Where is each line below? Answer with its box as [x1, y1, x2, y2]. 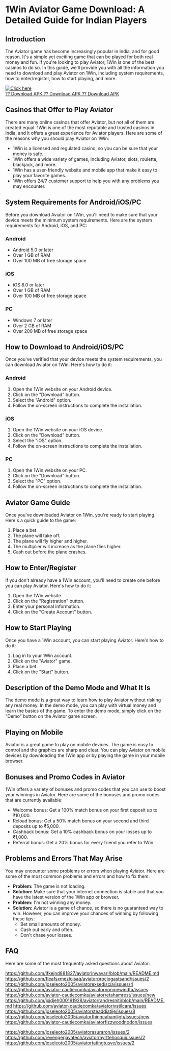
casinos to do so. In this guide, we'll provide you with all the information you [5, 65, 164, 70]
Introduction [5, 35, 46, 43]
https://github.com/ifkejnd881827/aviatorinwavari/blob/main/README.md [5, 970, 159, 976]
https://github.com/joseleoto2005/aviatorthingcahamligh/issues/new [5, 1013, 150, 1019]
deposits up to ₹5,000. [12, 823, 60, 829]
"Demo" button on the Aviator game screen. [5, 713, 97, 719]
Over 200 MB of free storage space [12, 328, 88, 334]
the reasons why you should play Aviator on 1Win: [5, 135, 109, 141]
